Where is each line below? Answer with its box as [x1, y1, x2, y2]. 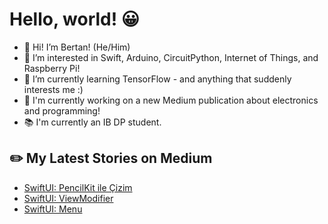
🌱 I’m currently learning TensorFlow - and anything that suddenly [23, 73, 292, 85]
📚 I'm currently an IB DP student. [23, 116, 162, 128]
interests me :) [23, 83, 84, 95]
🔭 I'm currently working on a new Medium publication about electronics [23, 94, 319, 106]
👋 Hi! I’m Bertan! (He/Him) [23, 41, 131, 53]
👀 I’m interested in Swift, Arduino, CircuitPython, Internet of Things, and [23, 51, 319, 63]
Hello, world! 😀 [9, 8, 141, 31]
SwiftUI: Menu [23, 203, 83, 215]
